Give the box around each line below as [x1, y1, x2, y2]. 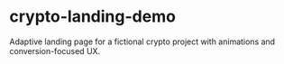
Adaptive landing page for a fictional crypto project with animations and [9, 36, 276, 47]
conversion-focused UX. [9, 45, 101, 56]
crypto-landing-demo [9, 6, 176, 27]
